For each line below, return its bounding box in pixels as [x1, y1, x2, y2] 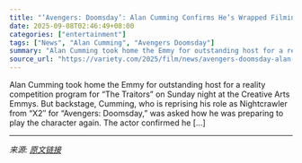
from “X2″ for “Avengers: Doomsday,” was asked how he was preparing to [9, 108, 284, 118]
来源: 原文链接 [9, 144, 61, 155]
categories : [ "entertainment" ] [9, 30, 127, 39]
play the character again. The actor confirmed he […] [9, 117, 207, 128]
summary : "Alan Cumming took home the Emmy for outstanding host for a [9, 47, 283, 56]
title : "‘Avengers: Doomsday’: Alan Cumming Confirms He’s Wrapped [9, 13, 268, 22]
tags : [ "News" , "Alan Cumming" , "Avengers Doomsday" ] [9, 38, 216, 47]
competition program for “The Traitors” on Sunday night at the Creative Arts [9, 89, 290, 99]
